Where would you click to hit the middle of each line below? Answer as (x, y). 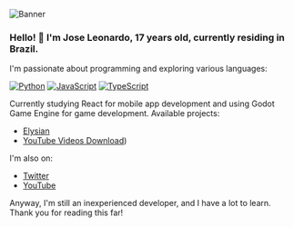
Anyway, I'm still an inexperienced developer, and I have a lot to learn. (140, 203)
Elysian (36, 131)
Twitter (36, 176)
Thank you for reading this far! (66, 212)
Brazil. (24, 48)
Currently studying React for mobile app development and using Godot (142, 104)
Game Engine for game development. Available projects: (115, 113)
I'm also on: (31, 158)
